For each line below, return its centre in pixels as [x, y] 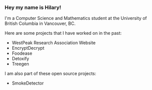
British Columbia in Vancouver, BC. [40, 23]
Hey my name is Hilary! [33, 7]
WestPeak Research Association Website [54, 43]
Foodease [22, 53]
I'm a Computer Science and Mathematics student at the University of [76, 18]
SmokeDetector [28, 83]
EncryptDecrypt [28, 48]
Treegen [20, 64]
